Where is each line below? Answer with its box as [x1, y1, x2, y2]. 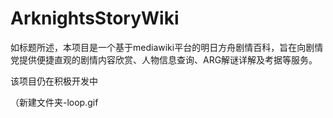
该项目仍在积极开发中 [10, 75, 98, 87]
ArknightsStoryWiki [10, 7, 180, 30]
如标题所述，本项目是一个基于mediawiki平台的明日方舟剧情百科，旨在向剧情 [10, 41, 324, 53]
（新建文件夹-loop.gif [10, 96, 99, 108]
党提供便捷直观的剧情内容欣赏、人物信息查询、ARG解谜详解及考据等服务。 [10, 53, 318, 66]
